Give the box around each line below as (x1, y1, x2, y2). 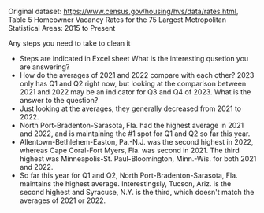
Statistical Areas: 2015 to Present (8, 24, 116, 32)
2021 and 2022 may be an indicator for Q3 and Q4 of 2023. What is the (19, 87, 251, 97)
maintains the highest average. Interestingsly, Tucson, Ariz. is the (19, 179, 232, 188)
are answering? (19, 62, 70, 72)
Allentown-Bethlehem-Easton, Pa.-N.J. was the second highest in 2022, (19, 138, 254, 146)
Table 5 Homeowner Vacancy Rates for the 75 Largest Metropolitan (8, 15, 227, 24)
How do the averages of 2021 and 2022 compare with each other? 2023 (19, 71, 255, 79)
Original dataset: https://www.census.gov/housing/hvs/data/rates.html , (8, 7, 239, 16)
